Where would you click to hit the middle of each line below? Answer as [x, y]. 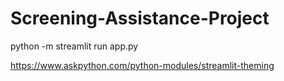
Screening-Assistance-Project [140, 18]
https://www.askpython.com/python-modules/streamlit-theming [142, 65]
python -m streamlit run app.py [74, 46]
